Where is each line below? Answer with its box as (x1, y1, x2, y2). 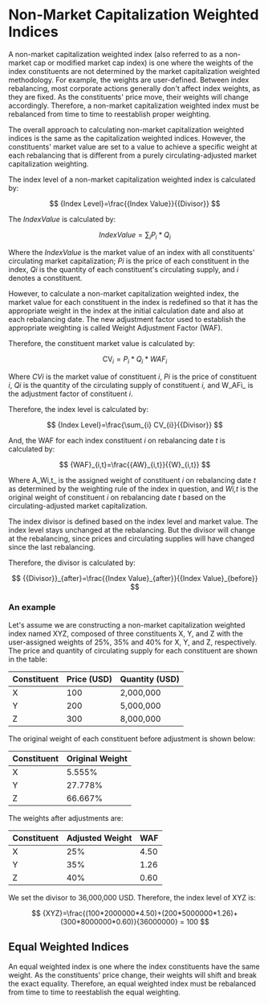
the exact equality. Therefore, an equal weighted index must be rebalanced (8, 978, 257, 988)
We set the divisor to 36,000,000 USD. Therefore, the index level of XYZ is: (8, 892, 256, 902)
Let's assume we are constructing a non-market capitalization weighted (8, 620, 246, 629)
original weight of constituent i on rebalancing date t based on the (8, 492, 226, 502)
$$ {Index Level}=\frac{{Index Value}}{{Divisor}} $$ (49, 199, 221, 208)
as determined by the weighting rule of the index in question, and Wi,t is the (8, 484, 258, 493)
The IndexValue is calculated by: (8, 214, 116, 224)
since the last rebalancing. (8, 542, 95, 552)
